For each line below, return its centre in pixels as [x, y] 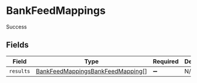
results [20, 71]
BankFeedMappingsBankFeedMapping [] [92, 71]
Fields [18, 45]
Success [17, 27]
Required [166, 61]
